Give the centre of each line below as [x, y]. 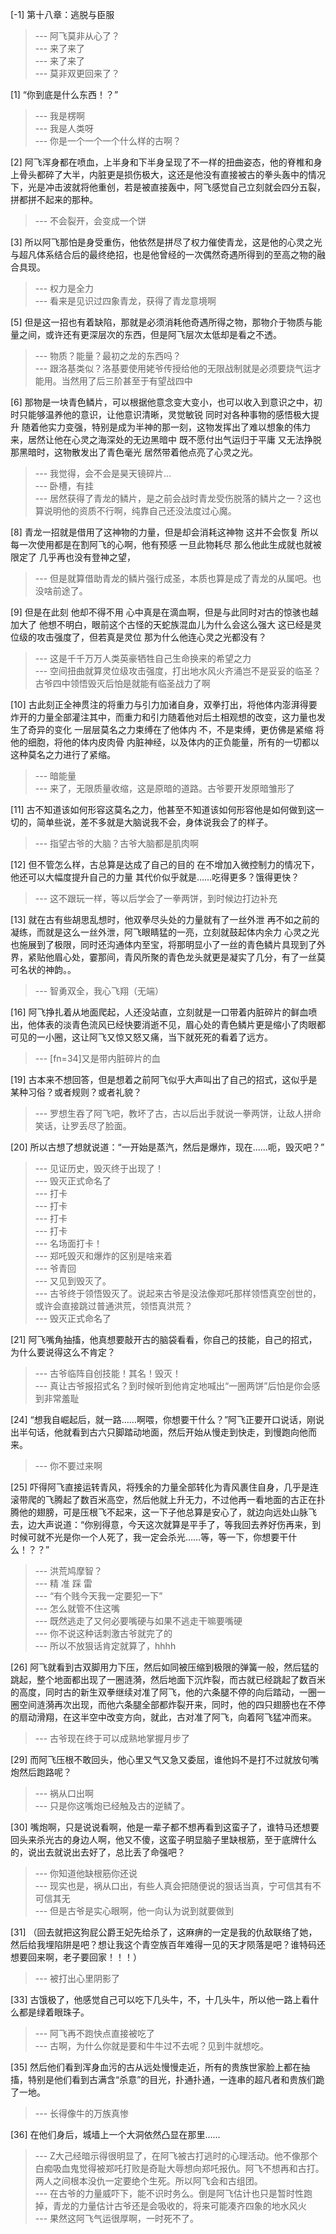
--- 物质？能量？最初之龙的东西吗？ [108, 356]
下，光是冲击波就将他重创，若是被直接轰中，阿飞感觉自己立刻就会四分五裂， [168, 187]
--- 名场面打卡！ [68, 1243]
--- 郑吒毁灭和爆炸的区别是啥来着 [103, 1256]
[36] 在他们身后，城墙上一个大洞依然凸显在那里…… [115, 2134]
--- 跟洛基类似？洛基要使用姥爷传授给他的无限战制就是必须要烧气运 [173, 368]
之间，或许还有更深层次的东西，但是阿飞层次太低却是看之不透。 [150, 334]
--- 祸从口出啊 [64, 1793]
